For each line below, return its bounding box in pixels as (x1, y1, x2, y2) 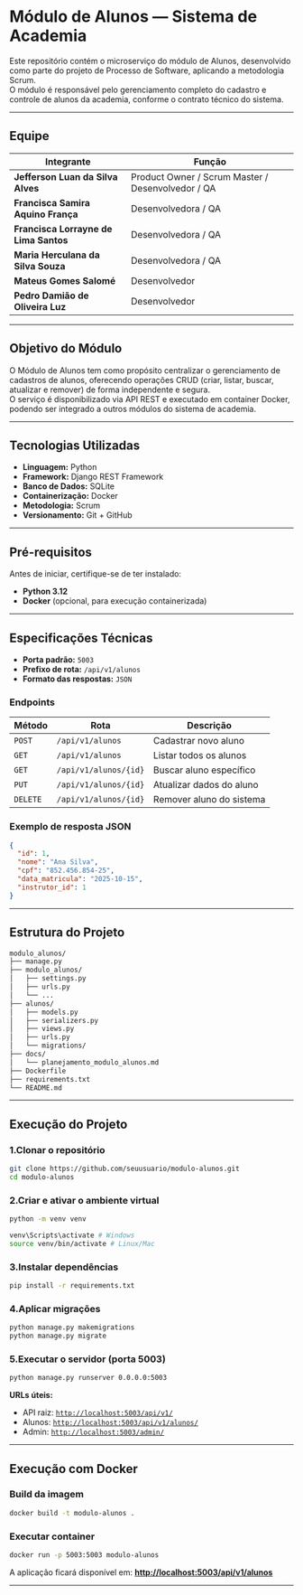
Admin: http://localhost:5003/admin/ (22, 1426, 165, 1438)
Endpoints (9, 696, 56, 708)
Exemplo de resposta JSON (9, 821, 132, 833)
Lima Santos (14, 233, 69, 246)
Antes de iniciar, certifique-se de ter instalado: (9, 568, 182, 579)
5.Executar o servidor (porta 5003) (9, 1353, 167, 1365)
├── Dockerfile (9, 1066, 67, 1075)
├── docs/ (9, 1050, 47, 1059)
